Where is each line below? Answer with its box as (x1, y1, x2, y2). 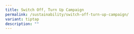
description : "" (5, 21, 39, 26)
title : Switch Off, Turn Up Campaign (5, 7, 84, 12)
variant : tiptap (5, 16, 39, 21)
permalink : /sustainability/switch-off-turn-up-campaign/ (5, 12, 129, 17)
